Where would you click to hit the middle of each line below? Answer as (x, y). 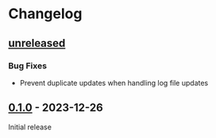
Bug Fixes (28, 66)
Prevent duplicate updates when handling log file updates (114, 82)
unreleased (37, 43)
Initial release (30, 127)
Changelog (45, 14)
